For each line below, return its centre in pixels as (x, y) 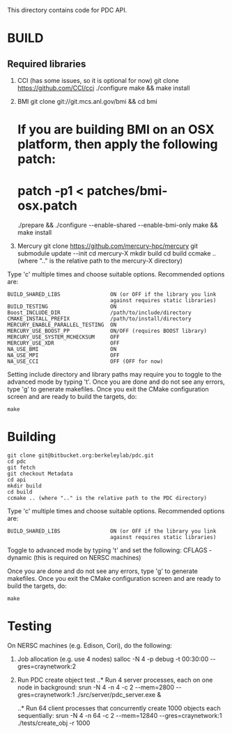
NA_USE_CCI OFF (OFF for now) (85, 361)
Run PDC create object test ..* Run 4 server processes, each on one (115, 680)
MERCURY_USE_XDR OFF (63, 343)
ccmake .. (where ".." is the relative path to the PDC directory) (107, 498)
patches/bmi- (127, 191)
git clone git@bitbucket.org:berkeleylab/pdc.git (81, 455)
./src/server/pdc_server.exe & (119, 695)
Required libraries (47, 64)
